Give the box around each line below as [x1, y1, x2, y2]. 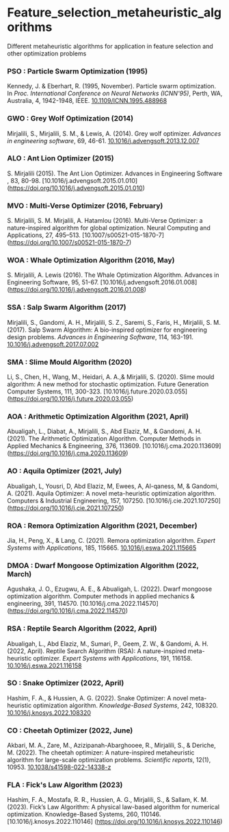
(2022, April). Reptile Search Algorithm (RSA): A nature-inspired [7, 646, 187, 655]
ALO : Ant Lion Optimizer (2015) [7, 154, 114, 163]
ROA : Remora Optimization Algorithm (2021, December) [7, 521, 198, 530]
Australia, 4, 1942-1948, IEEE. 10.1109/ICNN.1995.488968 [7, 97, 167, 105]
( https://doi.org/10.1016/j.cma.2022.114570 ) [7, 607, 129, 615]
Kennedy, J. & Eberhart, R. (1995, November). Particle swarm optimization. [7, 82, 217, 90]
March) [7, 569, 32, 578]
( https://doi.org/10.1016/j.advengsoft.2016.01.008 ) [7, 286, 147, 294]
